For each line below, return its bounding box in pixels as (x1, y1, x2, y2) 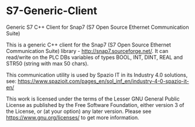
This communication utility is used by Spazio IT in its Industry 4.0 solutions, (6, 71, 188, 78)
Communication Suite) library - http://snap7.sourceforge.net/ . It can (6, 47, 169, 54)
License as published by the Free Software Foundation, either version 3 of (6, 101, 184, 108)
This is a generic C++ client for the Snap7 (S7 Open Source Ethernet (6, 41, 172, 48)
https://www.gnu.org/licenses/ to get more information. (6, 113, 139, 121)
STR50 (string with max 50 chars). (6, 60, 89, 67)
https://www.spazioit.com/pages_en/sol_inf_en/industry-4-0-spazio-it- (17, 78, 189, 85)
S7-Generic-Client (6, 4, 98, 18)
